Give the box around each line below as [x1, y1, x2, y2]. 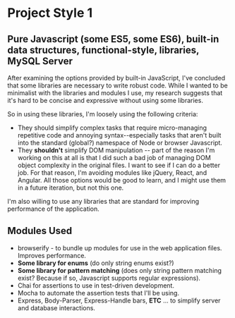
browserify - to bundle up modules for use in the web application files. [17, 243, 222, 252]
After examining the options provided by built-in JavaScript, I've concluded [7, 74, 226, 82]
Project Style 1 [7, 5, 93, 21]
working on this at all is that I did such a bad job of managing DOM [17, 154, 212, 161]
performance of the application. [7, 204, 100, 213]
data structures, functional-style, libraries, [7, 44, 200, 56]
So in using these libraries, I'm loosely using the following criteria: [7, 110, 198, 118]
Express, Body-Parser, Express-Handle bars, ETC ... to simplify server [17, 296, 221, 305]
